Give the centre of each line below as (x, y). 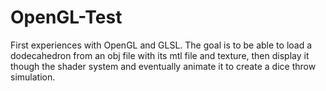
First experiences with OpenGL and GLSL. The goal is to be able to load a (161, 45)
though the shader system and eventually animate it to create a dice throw (163, 66)
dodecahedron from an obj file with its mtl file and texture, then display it (160, 55)
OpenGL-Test (66, 17)
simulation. (33, 77)
